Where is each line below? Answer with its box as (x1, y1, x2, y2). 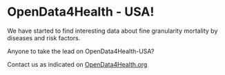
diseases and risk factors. (7, 33, 81, 42)
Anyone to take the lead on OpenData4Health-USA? (7, 47, 155, 55)
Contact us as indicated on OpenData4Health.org (7, 60, 148, 68)
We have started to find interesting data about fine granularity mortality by (7, 27, 218, 35)
